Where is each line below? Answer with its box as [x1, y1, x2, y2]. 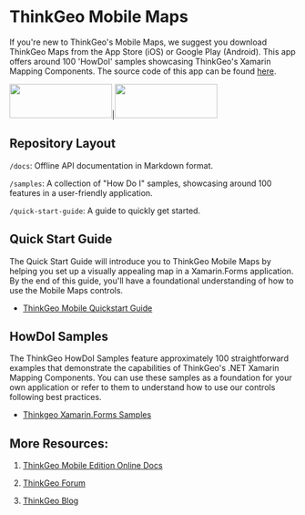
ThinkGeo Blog [22, 495, 79, 507]
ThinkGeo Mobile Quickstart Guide [22, 303, 153, 314]
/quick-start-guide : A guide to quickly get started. [9, 205, 201, 216]
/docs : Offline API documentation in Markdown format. [9, 160, 214, 170]
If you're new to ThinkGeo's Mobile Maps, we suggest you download [9, 36, 267, 47]
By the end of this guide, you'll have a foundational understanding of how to [9, 275, 294, 286]
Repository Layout [9, 136, 117, 151]
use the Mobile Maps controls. [9, 284, 124, 295]
